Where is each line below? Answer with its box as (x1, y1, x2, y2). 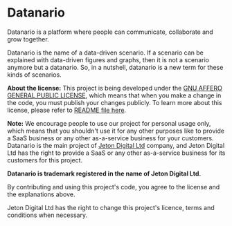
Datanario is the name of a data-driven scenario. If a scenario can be (7, 48, 204, 57)
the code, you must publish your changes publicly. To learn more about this (7, 98, 222, 106)
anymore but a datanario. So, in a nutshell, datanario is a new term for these (7, 63, 224, 71)
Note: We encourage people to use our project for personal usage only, (7, 119, 211, 127)
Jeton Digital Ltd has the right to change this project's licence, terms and (7, 203, 215, 211)
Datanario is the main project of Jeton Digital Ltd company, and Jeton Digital (7, 141, 225, 149)
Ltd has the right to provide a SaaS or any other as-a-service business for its (7, 149, 226, 157)
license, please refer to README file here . (7, 106, 127, 114)
